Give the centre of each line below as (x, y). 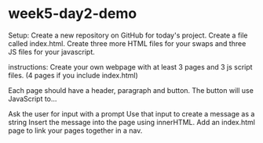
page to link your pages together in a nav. (75, 130)
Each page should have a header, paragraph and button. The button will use (131, 90)
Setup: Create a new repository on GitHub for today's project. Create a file (128, 35)
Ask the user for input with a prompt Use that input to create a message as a (131, 113)
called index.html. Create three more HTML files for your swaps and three (127, 43)
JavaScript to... (33, 98)
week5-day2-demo (73, 14)
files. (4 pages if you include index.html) (73, 75)
